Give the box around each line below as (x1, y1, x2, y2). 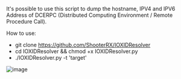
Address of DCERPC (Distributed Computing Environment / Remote (6, 11, 173, 19)
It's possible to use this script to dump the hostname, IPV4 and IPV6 (6, 5, 176, 12)
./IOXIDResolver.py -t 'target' (14, 54, 87, 61)
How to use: (6, 30, 36, 37)
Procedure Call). (6, 18, 47, 25)
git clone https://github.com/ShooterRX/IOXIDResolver (14, 42, 151, 48)
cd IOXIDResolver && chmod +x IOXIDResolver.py (14, 48, 138, 55)
